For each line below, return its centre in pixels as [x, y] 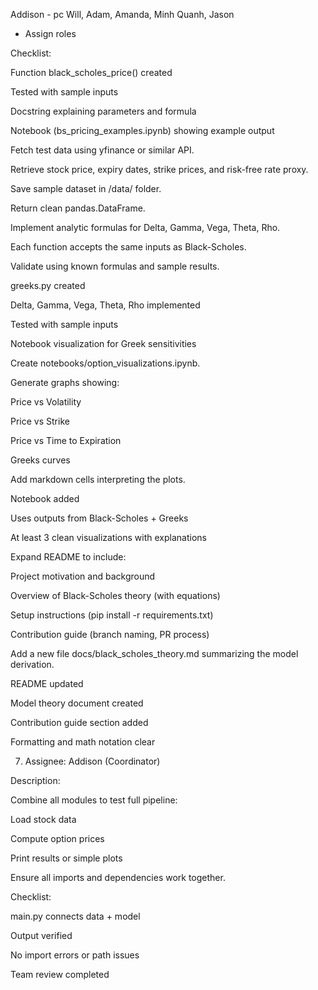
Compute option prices [57, 838]
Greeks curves [40, 460]
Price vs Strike [40, 421]
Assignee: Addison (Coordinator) [92, 761]
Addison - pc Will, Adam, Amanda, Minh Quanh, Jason [122, 14]
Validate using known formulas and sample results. [115, 266]
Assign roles [50, 33]
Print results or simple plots [66, 858]
